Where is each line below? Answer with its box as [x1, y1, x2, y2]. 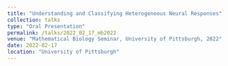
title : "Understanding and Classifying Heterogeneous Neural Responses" [7, 10, 222, 17]
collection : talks [7, 16, 60, 23]
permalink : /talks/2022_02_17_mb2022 [7, 29, 117, 36]
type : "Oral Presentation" [7, 23, 85, 30]
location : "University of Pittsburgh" [7, 49, 120, 56]
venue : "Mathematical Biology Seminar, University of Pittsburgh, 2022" [7, 36, 222, 43]
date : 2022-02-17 [7, 42, 58, 49]
